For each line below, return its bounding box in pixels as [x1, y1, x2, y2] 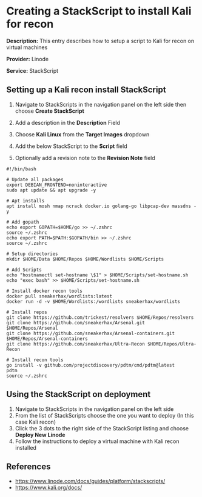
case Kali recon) [15, 418, 56, 425]
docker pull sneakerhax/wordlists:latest [6, 293, 113, 299]
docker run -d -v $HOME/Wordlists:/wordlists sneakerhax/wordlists [6, 298, 181, 304]
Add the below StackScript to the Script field [15, 142, 127, 150]
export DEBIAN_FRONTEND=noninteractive [6, 182, 107, 188]
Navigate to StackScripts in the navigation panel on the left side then [15, 101, 187, 108]
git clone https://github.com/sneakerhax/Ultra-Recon [6, 341, 146, 347]
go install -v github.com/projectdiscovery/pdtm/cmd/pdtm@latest [6, 362, 175, 368]
